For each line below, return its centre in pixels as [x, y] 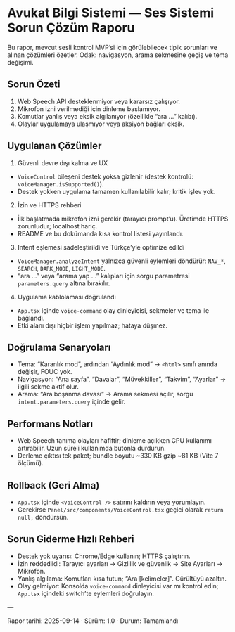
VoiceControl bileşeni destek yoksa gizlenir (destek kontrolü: [105, 176]
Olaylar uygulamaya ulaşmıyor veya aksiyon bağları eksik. [101, 124]
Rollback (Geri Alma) [53, 485]
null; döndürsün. [43, 517]
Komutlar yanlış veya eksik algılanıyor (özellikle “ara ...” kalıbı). [107, 116]
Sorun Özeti [34, 85]
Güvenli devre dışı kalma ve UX [63, 162]
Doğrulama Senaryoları [59, 347]
